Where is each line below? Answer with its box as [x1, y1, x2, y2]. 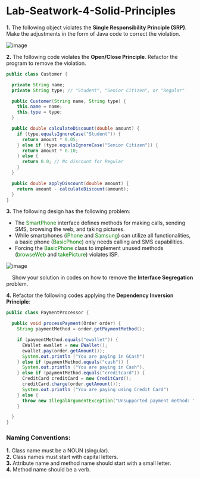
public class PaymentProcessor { [6, 310, 89, 316]
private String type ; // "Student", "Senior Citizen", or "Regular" [11, 88, 185, 93]
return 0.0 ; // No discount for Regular [21, 159, 124, 165]
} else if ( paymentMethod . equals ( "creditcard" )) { [17, 370, 145, 376]
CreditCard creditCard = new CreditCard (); [21, 376, 132, 382]
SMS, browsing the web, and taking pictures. [14, 226, 125, 233]
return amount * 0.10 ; [21, 148, 79, 154]
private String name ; [11, 82, 65, 88]
